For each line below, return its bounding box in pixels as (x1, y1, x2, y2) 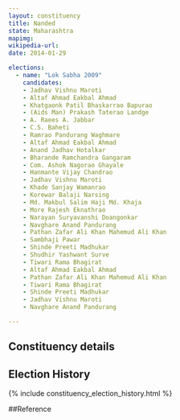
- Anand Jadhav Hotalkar (22, 146, 106, 154)
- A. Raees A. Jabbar (22, 116, 95, 125)
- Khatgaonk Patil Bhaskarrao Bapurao (22, 101, 153, 109)
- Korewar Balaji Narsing (22, 191, 110, 199)
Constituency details (8, 340, 115, 354)
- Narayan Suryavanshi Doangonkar (22, 213, 138, 221)
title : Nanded (8, 19, 56, 27)
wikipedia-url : (8, 42, 59, 50)
